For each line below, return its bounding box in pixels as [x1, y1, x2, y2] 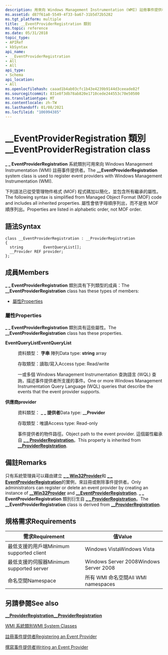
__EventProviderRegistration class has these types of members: [5, 288, 139, 294]
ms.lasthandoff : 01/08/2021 [5, 105, 64, 110]
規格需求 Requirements [5, 517, 76, 525]
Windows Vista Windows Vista [84, 546, 155, 553]
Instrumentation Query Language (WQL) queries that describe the [17, 383, 153, 389]
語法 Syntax [5, 222, 41, 231]
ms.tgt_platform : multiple [5, 17, 61, 22]
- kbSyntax [5, 45, 28, 50]
